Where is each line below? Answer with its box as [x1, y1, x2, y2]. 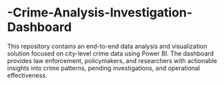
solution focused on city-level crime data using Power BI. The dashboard [7, 49, 214, 58]
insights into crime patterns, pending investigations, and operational [7, 64, 201, 72]
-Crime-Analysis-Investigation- [7, 5, 193, 21]
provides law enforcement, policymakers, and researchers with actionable [7, 56, 217, 64]
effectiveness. [7, 71, 48, 80]
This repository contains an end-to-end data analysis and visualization [7, 42, 207, 50]
